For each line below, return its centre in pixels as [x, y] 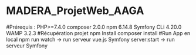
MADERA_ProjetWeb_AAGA [75, 11]
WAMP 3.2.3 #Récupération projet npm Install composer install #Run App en [98, 33]
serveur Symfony [27, 46]
